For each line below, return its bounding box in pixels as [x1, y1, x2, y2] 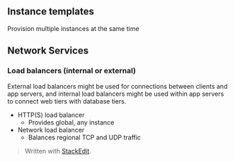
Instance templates [7, 6, 94, 18]
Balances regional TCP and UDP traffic [28, 133, 142, 142]
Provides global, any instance [28, 118, 115, 126]
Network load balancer [17, 125, 85, 134]
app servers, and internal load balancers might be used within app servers [7, 89, 224, 98]
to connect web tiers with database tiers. [7, 96, 127, 105]
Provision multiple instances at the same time [7, 24, 139, 32]
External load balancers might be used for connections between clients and [7, 82, 228, 90]
